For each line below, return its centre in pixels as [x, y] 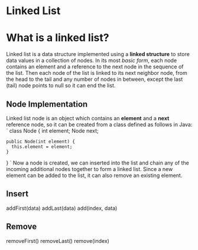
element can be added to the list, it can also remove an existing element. [94, 175]
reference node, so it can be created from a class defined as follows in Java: [99, 124]
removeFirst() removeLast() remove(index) [58, 241]
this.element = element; [42, 147]
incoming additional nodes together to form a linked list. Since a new [90, 169]
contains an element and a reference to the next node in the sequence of [95, 67]
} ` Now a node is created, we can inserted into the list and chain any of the [98, 163]
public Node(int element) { [41, 142]
